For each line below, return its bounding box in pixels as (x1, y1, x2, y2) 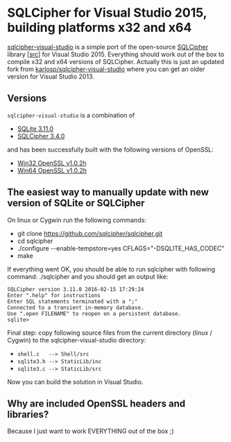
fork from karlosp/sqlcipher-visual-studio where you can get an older (7, 65, 205, 73)
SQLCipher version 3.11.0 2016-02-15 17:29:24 (7, 285, 144, 293)
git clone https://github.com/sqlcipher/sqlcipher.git (17, 229, 163, 237)
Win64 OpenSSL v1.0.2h (17, 166, 87, 175)
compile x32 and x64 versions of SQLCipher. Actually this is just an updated (7, 57, 224, 65)
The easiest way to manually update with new (7, 187, 209, 198)
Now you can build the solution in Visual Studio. (7, 377, 144, 386)
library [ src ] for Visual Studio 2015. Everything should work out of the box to (7, 50, 225, 58)
